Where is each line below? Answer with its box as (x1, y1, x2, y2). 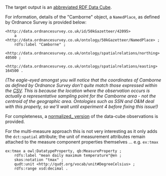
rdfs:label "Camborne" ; (14, 42, 66, 47)
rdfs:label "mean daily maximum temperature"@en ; (14, 153, 122, 158)
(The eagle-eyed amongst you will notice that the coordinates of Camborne (5, 77, 161, 83)
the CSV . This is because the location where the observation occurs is (5, 87, 150, 93)
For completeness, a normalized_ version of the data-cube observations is (5, 113, 158, 119)
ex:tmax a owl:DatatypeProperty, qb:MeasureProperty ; (5, 148, 122, 153)
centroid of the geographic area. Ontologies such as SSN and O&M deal (5, 98, 154, 104)
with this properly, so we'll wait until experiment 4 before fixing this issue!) (5, 103, 158, 109)
